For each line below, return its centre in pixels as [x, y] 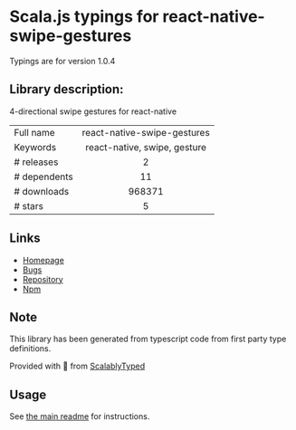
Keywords [35, 147]
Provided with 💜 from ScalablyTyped [77, 366]
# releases [36, 162]
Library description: [67, 89]
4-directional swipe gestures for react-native [93, 111]
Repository [43, 279]
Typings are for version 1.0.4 [62, 61]
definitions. [30, 349]
